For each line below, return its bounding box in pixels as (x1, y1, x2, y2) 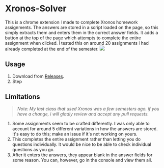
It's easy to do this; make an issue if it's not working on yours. (12, 131, 137, 137)
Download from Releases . (12, 73, 65, 79)
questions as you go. (12, 146, 55, 152)
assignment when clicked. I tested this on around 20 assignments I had (5, 40, 149, 46)
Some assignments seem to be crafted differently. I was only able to (12, 120, 150, 126)
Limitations (5, 93, 40, 101)
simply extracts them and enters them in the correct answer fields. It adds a (5, 29, 158, 35)
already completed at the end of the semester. (5, 46, 99, 52)
